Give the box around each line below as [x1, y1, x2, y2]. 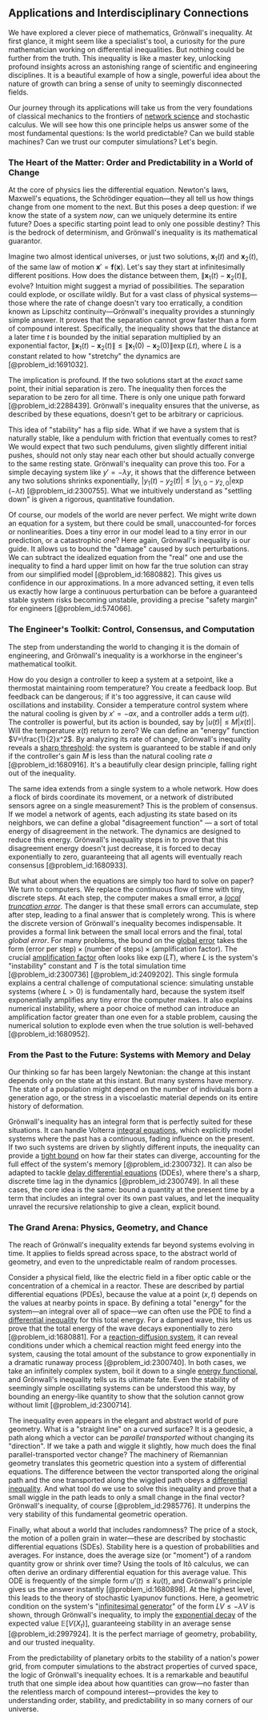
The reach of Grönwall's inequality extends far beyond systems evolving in [8, 1240, 254, 1250]
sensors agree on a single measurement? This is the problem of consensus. [8, 800, 258, 810]
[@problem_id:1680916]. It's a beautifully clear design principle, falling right [8, 759, 258, 769]
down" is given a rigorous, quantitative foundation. [8, 494, 175, 504]
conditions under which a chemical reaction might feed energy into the [8, 1341, 242, 1351]
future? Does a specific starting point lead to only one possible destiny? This [8, 220, 261, 229]
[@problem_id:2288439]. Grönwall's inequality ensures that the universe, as [8, 401, 260, 410]
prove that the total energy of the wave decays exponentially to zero [8, 1323, 234, 1333]
